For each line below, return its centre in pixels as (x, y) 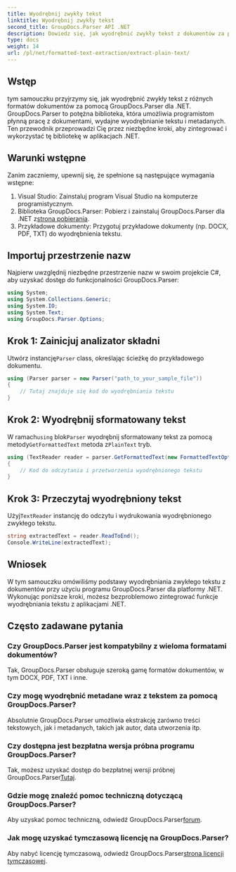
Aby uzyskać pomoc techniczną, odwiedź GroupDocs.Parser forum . (105, 820)
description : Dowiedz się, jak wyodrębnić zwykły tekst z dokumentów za (116, 33)
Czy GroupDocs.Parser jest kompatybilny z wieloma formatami (117, 646)
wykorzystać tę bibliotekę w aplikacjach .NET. (74, 136)
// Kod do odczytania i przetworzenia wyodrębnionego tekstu (111, 470)
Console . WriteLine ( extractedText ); (59, 543)
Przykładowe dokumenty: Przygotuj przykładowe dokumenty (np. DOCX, (123, 226)
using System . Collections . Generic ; (59, 300)
